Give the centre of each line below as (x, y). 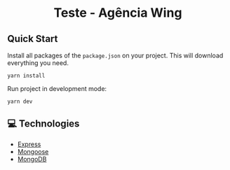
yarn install (26, 76)
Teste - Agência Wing (118, 13)
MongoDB (32, 159)
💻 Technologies (43, 124)
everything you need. (38, 63)
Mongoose (33, 151)
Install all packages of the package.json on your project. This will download (115, 55)
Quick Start (33, 39)
